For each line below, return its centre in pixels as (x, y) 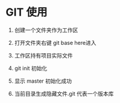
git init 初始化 (31, 68)
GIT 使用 (27, 12)
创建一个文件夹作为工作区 (46, 30)
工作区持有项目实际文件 (43, 55)
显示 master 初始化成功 (43, 81)
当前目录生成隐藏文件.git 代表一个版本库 (64, 93)
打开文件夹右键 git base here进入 (55, 43)
